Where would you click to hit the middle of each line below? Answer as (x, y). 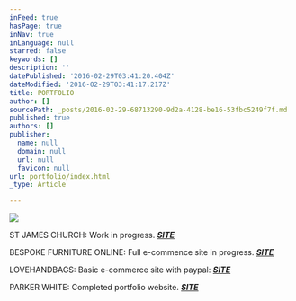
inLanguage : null (42, 43)
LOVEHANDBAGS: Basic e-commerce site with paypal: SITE (120, 270)
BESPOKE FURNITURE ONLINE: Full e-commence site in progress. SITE (142, 252)
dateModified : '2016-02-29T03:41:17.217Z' (90, 84)
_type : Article (38, 185)
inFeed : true (34, 18)
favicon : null (44, 168)
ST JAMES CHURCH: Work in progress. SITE (92, 235)
